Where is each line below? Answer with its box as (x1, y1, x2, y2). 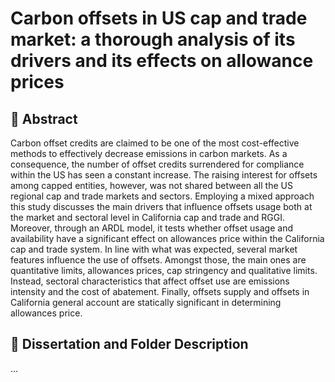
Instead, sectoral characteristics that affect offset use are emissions (10, 275, 290, 287)
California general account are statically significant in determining (10, 297, 282, 308)
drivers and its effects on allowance (10, 50, 314, 72)
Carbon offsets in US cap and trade (10, 7, 308, 30)
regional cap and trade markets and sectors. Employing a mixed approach (10, 190, 315, 202)
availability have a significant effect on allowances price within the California (10, 233, 325, 244)
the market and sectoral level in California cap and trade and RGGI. (10, 212, 285, 223)
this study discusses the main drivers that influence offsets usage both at (10, 201, 313, 212)
